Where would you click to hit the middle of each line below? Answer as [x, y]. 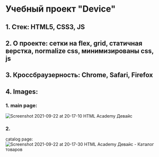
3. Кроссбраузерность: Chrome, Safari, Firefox [79, 75]
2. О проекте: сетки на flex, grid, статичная [74, 43]
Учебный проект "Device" [61, 9]
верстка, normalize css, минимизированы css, [80, 51]
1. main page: [22, 105]
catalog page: [19, 139]
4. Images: [22, 92]
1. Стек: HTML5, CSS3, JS [45, 27]
